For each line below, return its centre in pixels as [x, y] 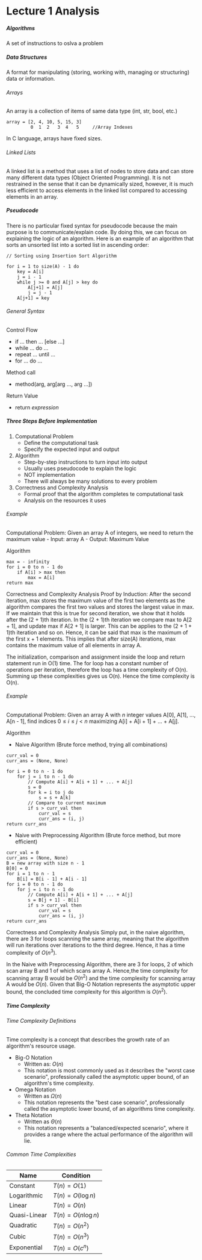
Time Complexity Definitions [41, 1021]
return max [20, 583]
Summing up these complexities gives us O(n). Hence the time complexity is [101, 676]
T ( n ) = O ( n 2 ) [71, 1225]
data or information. [31, 79]
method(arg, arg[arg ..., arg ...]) [54, 384]
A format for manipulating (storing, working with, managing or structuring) [98, 72]
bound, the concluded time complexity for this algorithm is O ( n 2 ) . [87, 992]
